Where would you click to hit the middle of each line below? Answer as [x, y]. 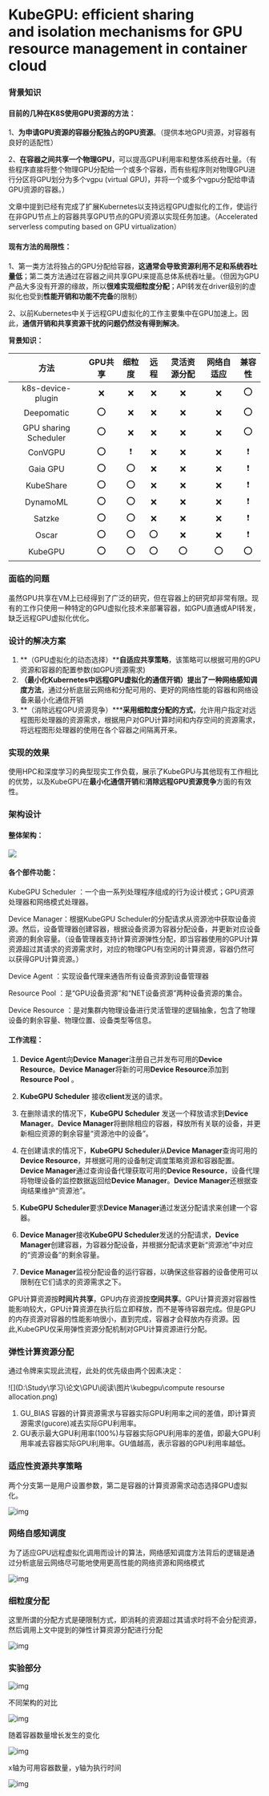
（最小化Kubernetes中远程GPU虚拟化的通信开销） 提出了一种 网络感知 [135, 680]
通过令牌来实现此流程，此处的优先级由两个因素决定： [96, 1371]
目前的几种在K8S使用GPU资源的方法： [72, 113]
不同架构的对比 [33, 1703]
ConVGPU [46, 452]
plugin [46, 398]
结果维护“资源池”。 [58, 1190]
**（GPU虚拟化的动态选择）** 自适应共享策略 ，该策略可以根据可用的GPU [140, 660]
